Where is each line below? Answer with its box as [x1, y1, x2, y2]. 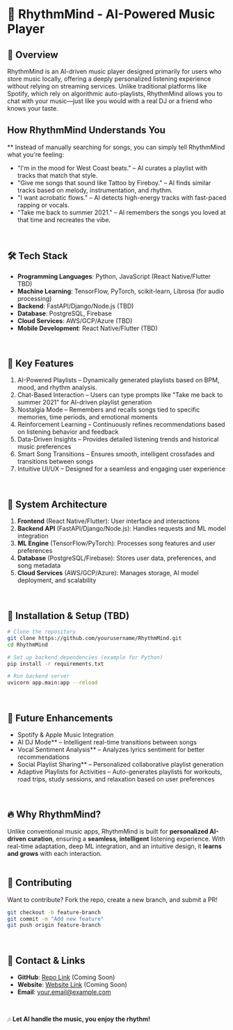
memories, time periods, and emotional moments [17, 413, 158, 421]
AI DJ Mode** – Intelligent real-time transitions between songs [17, 738, 197, 746]
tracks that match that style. [17, 171, 98, 180]
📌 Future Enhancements [7, 712, 113, 724]
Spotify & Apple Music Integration [17, 731, 114, 739]
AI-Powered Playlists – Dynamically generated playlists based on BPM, [17, 376, 220, 384]
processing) [17, 294, 52, 302]
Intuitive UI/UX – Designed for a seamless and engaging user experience [17, 465, 226, 473]
